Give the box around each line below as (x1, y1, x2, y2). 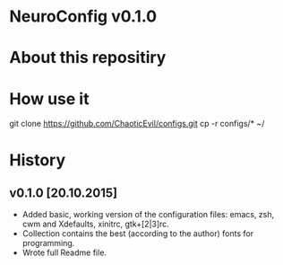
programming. (21, 238, 75, 249)
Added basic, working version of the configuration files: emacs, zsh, (21, 209, 275, 220)
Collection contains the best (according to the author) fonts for (21, 228, 253, 239)
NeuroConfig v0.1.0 (9, 6, 158, 27)
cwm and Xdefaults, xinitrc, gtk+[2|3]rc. (21, 218, 170, 230)
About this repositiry (9, 48, 167, 68)
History (9, 150, 66, 170)
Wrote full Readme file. (21, 247, 107, 258)
